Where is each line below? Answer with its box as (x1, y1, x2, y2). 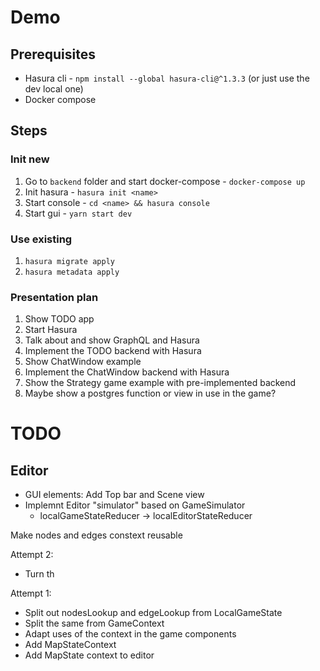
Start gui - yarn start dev (24, 207, 133, 219)
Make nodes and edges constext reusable (10, 529, 183, 541)
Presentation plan (10, 290, 99, 304)
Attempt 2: (10, 549, 54, 561)
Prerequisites (10, 46, 96, 63)
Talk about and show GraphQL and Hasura (24, 334, 200, 346)
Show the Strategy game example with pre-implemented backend (24, 377, 297, 389)
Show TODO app (24, 313, 95, 325)
